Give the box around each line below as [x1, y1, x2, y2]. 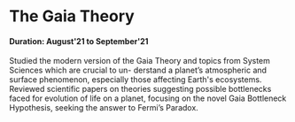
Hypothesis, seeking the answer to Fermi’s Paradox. [9, 103, 199, 113]
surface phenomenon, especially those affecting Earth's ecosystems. [9, 74, 262, 85]
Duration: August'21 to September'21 [9, 35, 149, 46]
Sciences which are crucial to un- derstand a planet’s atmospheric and [9, 65, 268, 76]
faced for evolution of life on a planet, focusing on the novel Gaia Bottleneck [9, 93, 287, 103]
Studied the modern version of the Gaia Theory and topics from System [9, 56, 270, 66]
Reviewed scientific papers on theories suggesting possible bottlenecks [9, 84, 272, 95]
